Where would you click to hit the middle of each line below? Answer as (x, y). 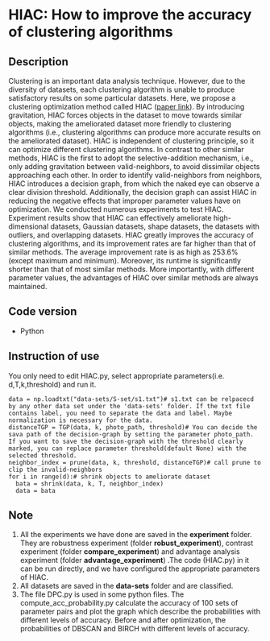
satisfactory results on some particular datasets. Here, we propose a (122, 98)
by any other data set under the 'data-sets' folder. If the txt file (129, 406)
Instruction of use (54, 356)
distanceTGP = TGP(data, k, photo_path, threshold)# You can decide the (133, 427)
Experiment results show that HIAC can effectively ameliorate (110, 218)
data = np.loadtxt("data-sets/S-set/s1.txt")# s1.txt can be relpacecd (131, 399)
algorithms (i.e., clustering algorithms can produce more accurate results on (135, 132)
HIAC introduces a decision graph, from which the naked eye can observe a (134, 184)
